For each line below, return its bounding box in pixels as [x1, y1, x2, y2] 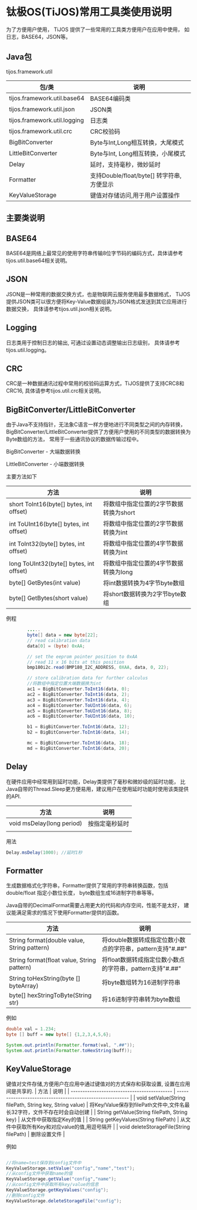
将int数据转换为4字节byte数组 [103, 579, 185, 587]
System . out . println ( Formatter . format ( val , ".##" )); [6, 1042, 135, 1048]
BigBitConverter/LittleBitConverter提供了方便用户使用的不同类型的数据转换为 [6, 428, 191, 435]
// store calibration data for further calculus [27, 675, 148, 681]
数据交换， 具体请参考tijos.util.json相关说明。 [6, 305, 116, 312]
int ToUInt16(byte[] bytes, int [9, 520, 90, 528]
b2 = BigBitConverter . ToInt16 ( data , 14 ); [27, 729, 130, 735]
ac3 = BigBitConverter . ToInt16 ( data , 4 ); [27, 697, 130, 703]
